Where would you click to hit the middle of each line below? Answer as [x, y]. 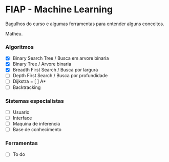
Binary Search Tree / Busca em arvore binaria [61, 58]
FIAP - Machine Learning [59, 10]
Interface [22, 118]
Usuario [21, 112]
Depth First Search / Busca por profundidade [60, 76]
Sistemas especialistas [35, 101]
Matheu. [14, 33]
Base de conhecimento [37, 130]
